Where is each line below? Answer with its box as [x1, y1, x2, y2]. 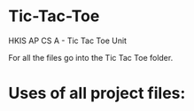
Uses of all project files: [8, 84, 186, 103]
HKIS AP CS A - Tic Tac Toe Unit [8, 35, 128, 46]
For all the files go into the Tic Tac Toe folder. [8, 52, 174, 63]
